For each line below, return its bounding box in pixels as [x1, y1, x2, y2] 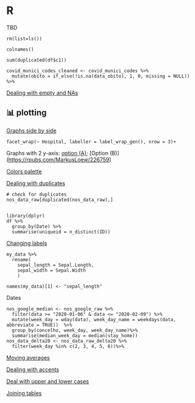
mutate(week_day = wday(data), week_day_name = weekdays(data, [12, 316, 176, 322]
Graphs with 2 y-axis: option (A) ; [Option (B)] [6, 149, 119, 156]
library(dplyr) [6, 212, 45, 219]
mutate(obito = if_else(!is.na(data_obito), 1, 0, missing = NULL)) [12, 73, 190, 79]
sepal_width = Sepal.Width [17, 267, 86, 274]
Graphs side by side [6, 126, 57, 134]
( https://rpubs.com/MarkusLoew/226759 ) [6, 156, 112, 163]
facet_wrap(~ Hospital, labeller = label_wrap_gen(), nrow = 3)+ [6, 139, 176, 145]
